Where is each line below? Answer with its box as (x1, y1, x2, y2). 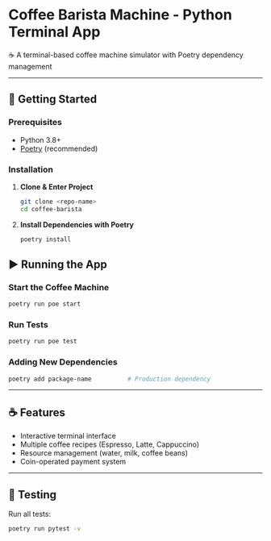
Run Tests (8, 319, 48, 331)
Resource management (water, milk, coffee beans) (19, 448, 188, 458)
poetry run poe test (8, 337, 78, 346)
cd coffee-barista (19, 205, 82, 213)
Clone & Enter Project (19, 181, 94, 191)
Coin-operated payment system (19, 457, 127, 467)
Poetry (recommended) (19, 144, 98, 153)
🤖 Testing (8, 488, 57, 501)
